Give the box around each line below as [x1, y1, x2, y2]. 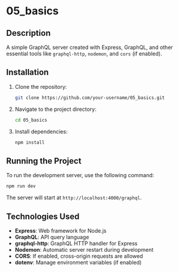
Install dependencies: [14, 128, 68, 135]
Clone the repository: [14, 83, 67, 90]
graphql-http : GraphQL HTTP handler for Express [14, 240, 138, 247]
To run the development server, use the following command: [6, 172, 155, 179]
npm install [14, 139, 45, 146]
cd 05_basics [14, 117, 48, 123]
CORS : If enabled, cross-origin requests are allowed [14, 252, 143, 259]
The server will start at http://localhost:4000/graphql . [6, 194, 142, 201]
